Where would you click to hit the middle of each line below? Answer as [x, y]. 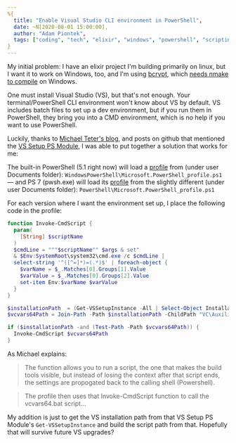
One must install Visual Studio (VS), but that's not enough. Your [99, 95]
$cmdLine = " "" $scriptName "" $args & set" [77, 250]
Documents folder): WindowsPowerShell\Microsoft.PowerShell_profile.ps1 [115, 174]
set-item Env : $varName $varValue [69, 282]
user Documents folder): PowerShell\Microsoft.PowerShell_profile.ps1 [111, 190]
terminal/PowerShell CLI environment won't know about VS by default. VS [114, 102]
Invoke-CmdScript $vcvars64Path [61, 334]
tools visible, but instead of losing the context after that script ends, [122, 375]
